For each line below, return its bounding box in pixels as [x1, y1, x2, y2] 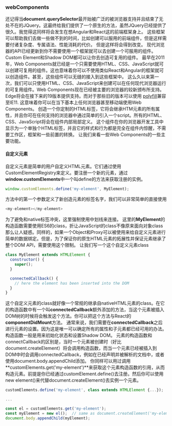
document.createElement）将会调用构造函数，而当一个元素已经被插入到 [5, 345, 157, 351]
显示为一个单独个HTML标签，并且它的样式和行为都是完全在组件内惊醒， [5, 125, 158, 132]
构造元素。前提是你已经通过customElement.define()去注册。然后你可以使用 [5, 371, 164, 377]
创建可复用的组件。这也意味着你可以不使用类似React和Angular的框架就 [9, 67, 160, 73]
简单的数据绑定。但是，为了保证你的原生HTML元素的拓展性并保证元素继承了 [5, 235, 166, 242]
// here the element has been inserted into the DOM [14, 281, 130, 286]
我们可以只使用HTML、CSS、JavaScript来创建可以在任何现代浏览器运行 [14, 80, 166, 86]
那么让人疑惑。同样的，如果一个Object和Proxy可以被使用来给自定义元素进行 [5, 229, 166, 235]
